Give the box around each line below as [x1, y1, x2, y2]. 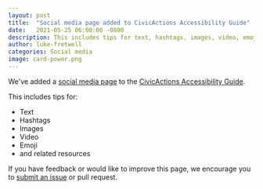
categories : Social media [8, 48, 92, 56]
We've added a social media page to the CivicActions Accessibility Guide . [8, 76, 246, 86]
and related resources [19, 148, 91, 158]
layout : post [8, 11, 51, 20]
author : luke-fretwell [8, 41, 82, 49]
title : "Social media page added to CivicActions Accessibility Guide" [8, 19, 250, 27]
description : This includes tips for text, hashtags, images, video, [8, 33, 240, 42]
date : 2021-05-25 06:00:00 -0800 [8, 26, 124, 34]
